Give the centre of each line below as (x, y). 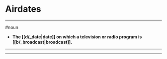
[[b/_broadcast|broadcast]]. (42, 42)
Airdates (23, 9)
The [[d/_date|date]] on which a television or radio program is (77, 37)
